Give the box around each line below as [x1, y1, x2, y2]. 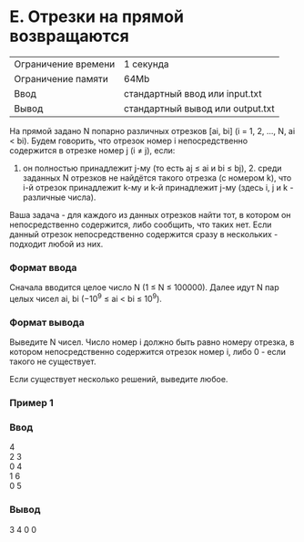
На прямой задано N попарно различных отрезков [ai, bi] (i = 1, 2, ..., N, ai [9, 125, 296, 136]
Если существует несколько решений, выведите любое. [9, 374, 228, 385]
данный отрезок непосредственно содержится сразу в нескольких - [9, 228, 279, 239]
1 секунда [124, 57, 170, 70]
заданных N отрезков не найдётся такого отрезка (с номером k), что [22, 172, 292, 183]
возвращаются [9, 26, 129, 47]
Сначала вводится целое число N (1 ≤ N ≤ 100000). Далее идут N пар [9, 282, 279, 293]
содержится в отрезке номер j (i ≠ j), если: [9, 144, 176, 156]
